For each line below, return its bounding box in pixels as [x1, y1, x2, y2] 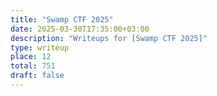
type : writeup [10, 42, 70, 53]
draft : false [10, 71, 65, 81]
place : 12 [10, 52, 52, 62]
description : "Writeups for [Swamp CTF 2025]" [10, 33, 208, 43]
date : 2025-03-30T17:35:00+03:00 [10, 24, 150, 34]
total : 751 [10, 61, 56, 71]
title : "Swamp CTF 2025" [10, 14, 114, 25]
